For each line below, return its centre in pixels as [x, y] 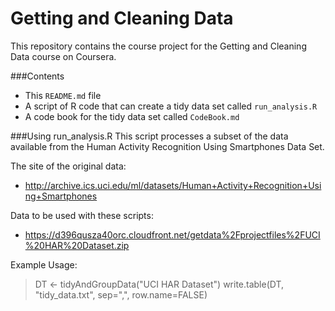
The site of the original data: [68, 166]
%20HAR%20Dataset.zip [77, 245]
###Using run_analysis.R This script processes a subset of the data [149, 136]
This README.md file [63, 95]
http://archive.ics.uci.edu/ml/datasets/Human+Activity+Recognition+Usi [173, 185]
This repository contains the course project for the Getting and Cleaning [158, 46]
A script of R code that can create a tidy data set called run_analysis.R [171, 106]
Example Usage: [44, 264]
